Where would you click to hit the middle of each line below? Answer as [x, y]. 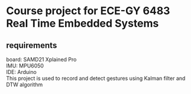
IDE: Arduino [21, 72]
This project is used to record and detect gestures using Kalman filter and [96, 78]
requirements [32, 45]
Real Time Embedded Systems [82, 23]
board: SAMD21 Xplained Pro [41, 59]
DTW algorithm [25, 85]
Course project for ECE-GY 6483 [88, 11]
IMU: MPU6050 [25, 66]
